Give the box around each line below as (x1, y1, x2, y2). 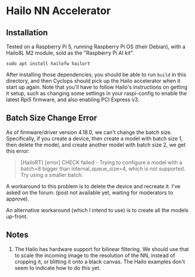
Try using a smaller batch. (20, 171, 83, 178)
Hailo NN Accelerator (6, 4, 111, 18)
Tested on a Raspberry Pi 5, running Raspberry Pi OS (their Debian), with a (6, 43, 186, 50)
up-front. (6, 213, 28, 220)
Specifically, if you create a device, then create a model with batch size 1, (6, 135, 183, 142)
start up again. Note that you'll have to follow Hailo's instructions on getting (6, 84, 188, 91)
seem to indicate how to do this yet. (14, 264, 101, 271)
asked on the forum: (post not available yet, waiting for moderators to (6, 189, 173, 196)
